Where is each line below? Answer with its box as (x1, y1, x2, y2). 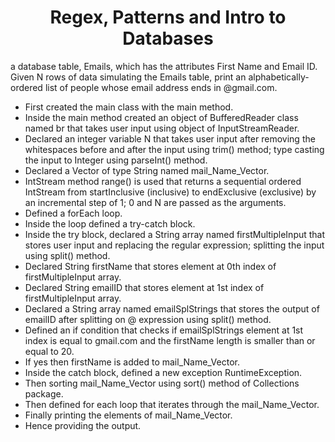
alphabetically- (248, 71, 310, 83)
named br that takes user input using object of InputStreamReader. (24, 122, 300, 134)
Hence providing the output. (24, 419, 142, 431)
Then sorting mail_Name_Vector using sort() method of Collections (24, 377, 300, 389)
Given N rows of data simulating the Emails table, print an (10, 71, 247, 83)
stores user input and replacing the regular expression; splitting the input (24, 239, 325, 251)
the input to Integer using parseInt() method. (24, 154, 208, 166)
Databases (122, 27, 214, 50)
